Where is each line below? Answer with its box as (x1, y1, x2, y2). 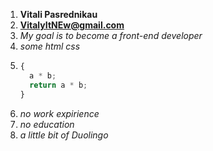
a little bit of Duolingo (19, 129, 109, 141)
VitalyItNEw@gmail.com (19, 19, 125, 31)
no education (19, 118, 75, 130)
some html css (19, 40, 81, 52)
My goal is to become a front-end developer (19, 30, 203, 41)
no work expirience (19, 107, 100, 119)
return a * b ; (29, 80, 88, 90)
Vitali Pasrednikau (19, 9, 98, 20)
